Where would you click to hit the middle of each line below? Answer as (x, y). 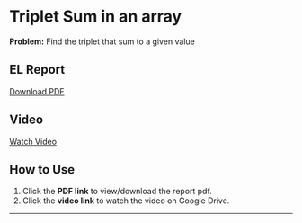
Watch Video (33, 141)
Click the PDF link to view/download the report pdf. (117, 192)
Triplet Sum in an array (96, 17)
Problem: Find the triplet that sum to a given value (102, 41)
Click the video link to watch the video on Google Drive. (126, 201)
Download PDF (37, 91)
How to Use (42, 169)
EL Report (37, 70)
